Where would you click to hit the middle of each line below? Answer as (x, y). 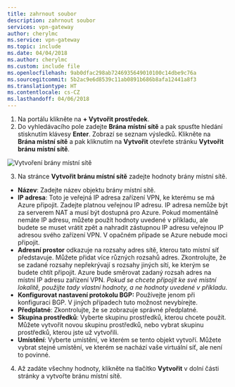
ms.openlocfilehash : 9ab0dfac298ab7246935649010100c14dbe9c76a (102, 73)
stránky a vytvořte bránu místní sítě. (70, 376)
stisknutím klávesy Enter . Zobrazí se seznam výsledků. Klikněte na (114, 134)
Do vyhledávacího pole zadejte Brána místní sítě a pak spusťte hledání (120, 127)
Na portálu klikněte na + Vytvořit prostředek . (83, 119)
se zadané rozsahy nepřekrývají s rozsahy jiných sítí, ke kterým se (113, 265)
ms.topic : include (34, 47)
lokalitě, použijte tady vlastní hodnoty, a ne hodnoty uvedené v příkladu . (122, 287)
